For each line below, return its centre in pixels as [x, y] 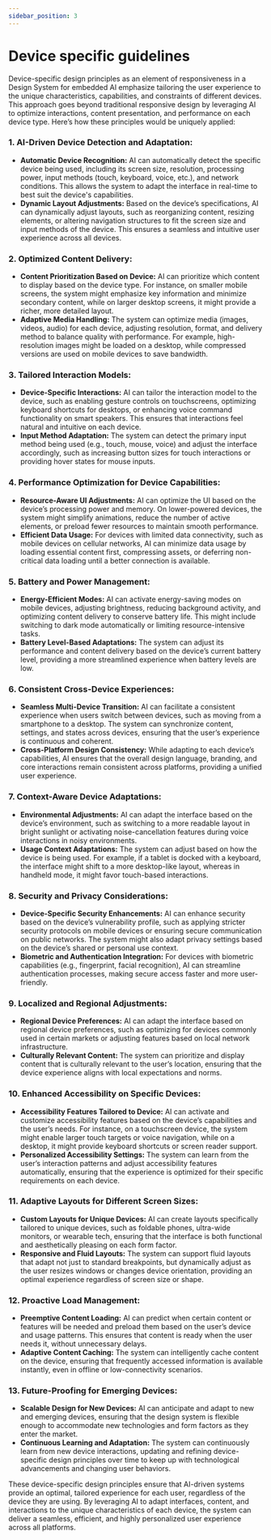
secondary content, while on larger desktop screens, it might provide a [138, 302]
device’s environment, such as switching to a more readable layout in [135, 823]
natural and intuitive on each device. [80, 427]
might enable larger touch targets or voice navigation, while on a [127, 1137]
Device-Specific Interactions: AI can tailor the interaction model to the [138, 393]
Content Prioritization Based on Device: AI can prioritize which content [140, 277]
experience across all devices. [71, 238]
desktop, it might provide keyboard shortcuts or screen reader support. [139, 1146]
